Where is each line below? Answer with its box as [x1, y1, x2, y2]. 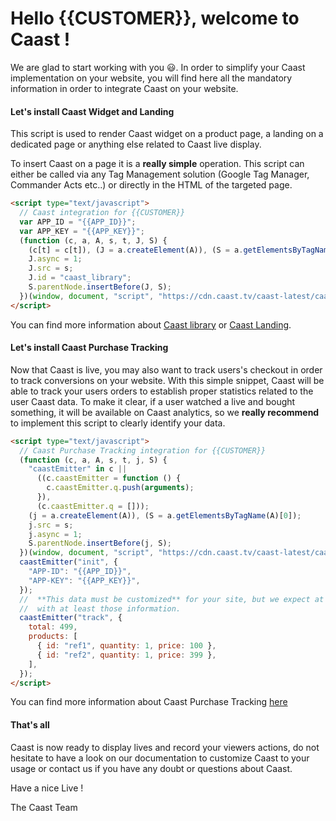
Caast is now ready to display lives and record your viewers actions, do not [10, 741, 320, 753]
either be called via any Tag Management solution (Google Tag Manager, [10, 168, 310, 181]
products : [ [28, 632, 78, 642]
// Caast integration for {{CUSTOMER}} [19, 208, 186, 218]
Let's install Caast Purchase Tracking [10, 342, 169, 354]
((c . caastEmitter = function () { [36, 473, 182, 484]
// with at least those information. [19, 603, 182, 614]
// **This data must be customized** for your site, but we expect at [19, 594, 325, 604]
